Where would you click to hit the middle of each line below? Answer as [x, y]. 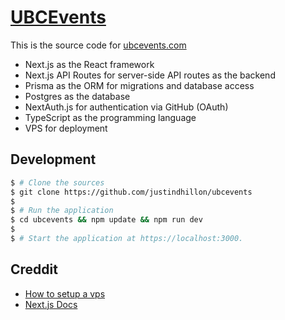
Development [53, 159]
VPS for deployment [66, 128]
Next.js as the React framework [89, 64]
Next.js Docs [51, 304]
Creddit [34, 269]
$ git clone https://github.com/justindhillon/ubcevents [131, 192]
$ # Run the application [62, 211]
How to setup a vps [65, 293]
